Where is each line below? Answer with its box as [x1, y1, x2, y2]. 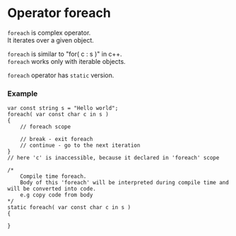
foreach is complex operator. [7, 28, 91, 37]
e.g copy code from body [20, 191, 93, 199]
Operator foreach [7, 5, 111, 21]
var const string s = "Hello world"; [7, 105, 119, 112]
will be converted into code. [7, 186, 97, 193]
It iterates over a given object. [7, 35, 94, 44]
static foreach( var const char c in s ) [7, 204, 131, 211]
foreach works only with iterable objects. [7, 57, 126, 65]
